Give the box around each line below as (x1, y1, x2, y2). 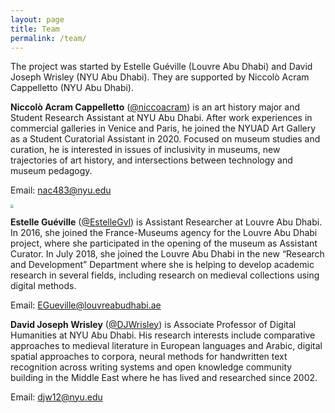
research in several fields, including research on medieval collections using (10, 269, 320, 281)
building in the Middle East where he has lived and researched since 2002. (10, 371, 318, 383)
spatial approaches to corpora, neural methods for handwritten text (10, 350, 288, 362)
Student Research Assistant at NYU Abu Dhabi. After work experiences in (10, 112, 313, 124)
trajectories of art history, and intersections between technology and (10, 154, 293, 166)
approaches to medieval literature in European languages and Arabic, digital (10, 339, 323, 351)
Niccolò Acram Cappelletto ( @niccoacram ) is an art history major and (10, 101, 301, 113)
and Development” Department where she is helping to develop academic (10, 258, 315, 270)
